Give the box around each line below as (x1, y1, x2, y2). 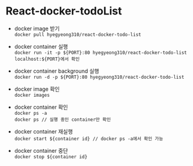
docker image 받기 (14, 25, 60, 32)
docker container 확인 (14, 103, 69, 111)
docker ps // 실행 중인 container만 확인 (14, 116, 111, 123)
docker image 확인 (14, 85, 60, 93)
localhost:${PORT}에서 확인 (14, 56, 80, 62)
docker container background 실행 (14, 67, 100, 75)
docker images (14, 92, 50, 98)
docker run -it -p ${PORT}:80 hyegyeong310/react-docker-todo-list (14, 49, 187, 55)
